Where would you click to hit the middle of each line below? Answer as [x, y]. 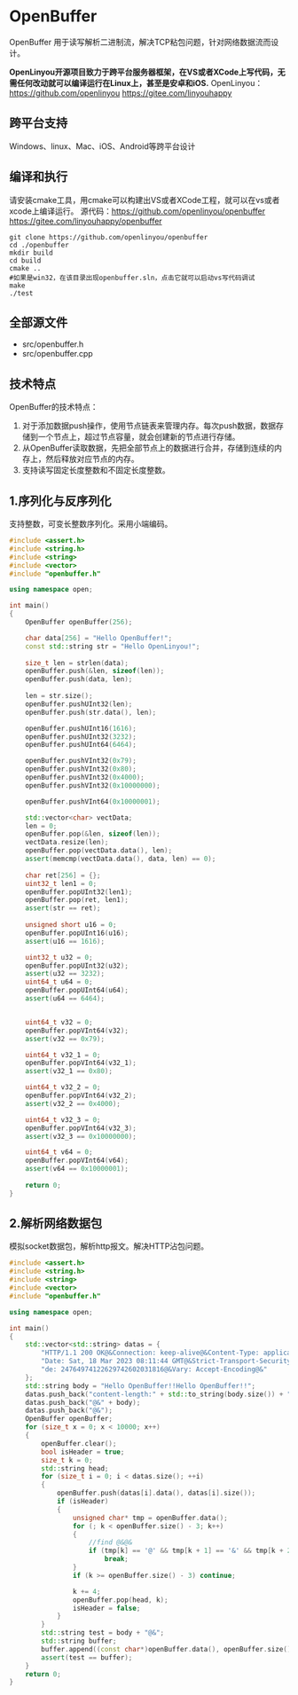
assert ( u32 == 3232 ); [65, 974]
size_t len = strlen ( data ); [77, 663]
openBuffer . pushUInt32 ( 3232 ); [81, 737]
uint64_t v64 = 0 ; [59, 1152]
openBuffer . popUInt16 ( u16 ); [77, 933]
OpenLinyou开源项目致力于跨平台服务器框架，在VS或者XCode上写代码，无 [147, 72]
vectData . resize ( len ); [67, 843]
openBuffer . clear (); [79, 1443]
